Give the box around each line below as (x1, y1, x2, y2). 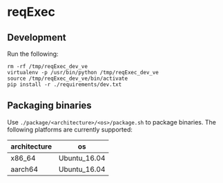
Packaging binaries (7, 100, 92, 111)
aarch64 (10, 164, 39, 174)
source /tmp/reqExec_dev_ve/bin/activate (7, 75, 128, 82)
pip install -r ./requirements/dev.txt (7, 81, 122, 88)
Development (7, 32, 67, 43)
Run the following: (7, 50, 59, 58)
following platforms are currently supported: (7, 125, 133, 133)
